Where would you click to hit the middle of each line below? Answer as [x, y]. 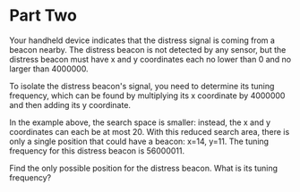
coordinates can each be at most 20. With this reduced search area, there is [150, 131]
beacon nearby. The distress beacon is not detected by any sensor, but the [148, 49]
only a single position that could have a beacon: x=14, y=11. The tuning [139, 141]
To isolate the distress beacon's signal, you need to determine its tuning [142, 86]
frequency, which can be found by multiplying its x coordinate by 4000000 [147, 96]
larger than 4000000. [49, 69]
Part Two [43, 16]
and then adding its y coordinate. [70, 104]
